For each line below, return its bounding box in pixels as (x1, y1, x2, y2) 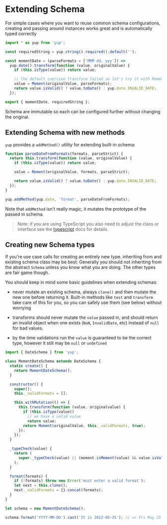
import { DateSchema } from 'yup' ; (5, 350, 79, 355)
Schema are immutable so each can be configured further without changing (5, 108, 161, 114)
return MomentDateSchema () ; (14, 368, 72, 373)
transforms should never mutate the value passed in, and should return (12, 314, 158, 320)
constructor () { (9, 382, 43, 387)
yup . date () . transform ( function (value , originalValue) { (9, 63, 130, 68)
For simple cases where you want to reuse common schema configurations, (5, 20, 161, 26)
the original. (5, 114, 30, 120)
